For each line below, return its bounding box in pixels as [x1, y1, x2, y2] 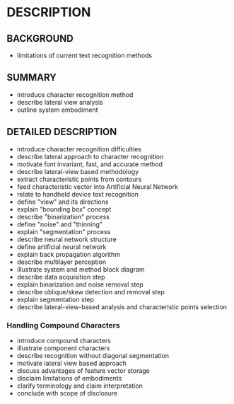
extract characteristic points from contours [16, 175, 142, 183]
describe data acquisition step [16, 272, 105, 281]
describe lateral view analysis [16, 98, 103, 106]
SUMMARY [6, 71, 57, 83]
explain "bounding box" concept [16, 204, 112, 213]
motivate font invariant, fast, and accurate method [16, 160, 163, 168]
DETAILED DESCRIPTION [6, 126, 117, 138]
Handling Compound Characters [6, 320, 121, 330]
